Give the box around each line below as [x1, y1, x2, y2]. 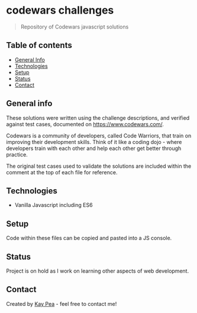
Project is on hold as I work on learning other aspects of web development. [6, 267, 189, 274]
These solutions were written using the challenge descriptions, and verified [6, 114, 190, 122]
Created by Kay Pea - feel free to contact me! [6, 300, 117, 307]
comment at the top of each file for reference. [6, 168, 118, 175]
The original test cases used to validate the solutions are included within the [6, 162, 192, 170]
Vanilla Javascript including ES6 [14, 202, 93, 209]
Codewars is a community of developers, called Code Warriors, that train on [6, 132, 192, 139]
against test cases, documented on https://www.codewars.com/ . [6, 120, 164, 127]
